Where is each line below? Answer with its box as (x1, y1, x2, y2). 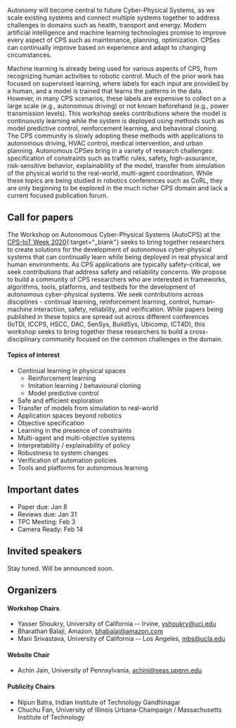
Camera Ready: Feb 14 (17, 525, 83, 533)
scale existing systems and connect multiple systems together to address (7, 13, 220, 22)
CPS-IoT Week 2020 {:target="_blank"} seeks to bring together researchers (7, 238, 225, 246)
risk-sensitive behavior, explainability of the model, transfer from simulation (7, 162, 225, 169)
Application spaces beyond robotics (17, 411, 122, 420)
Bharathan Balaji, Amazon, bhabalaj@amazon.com (17, 627, 164, 635)
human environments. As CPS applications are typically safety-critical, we (7, 260, 221, 268)
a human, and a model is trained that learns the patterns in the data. (7, 87, 204, 95)
